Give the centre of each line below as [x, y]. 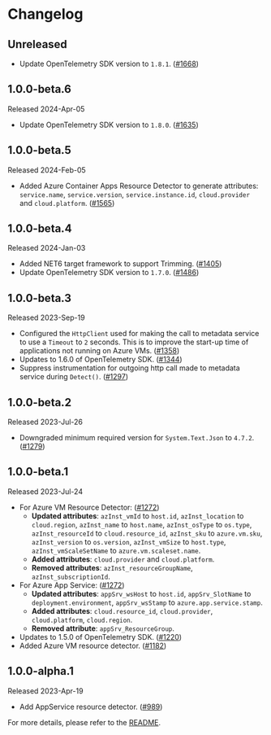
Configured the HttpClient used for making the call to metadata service [139, 334]
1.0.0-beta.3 [40, 298]
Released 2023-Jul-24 [45, 491]
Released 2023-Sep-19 [47, 317]
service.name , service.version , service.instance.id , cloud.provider [135, 194]
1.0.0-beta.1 [38, 472]
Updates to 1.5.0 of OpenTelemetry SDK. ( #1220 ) [101, 637]
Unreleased [38, 44]
